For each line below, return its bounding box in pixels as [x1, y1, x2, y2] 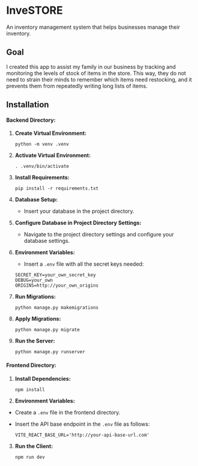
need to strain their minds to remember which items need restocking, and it [6, 76, 192, 83]
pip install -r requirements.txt [14, 185, 99, 192]
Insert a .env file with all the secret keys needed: [23, 260, 144, 267]
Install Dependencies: [14, 375, 71, 382]
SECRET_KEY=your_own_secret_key [14, 272, 96, 278]
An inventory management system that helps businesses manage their [6, 23, 181, 31]
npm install [14, 386, 45, 393]
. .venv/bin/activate [14, 163, 69, 170]
